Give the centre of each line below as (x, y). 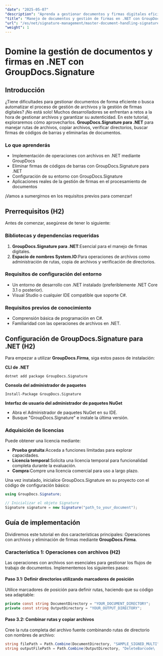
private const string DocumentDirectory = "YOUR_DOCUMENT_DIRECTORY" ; (78, 604)
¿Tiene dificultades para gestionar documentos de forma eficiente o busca (80, 102)
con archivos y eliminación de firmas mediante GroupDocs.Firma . (71, 540)
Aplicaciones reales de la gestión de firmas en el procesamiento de (79, 181)
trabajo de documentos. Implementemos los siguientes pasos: (67, 568)
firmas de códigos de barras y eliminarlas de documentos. (63, 133)
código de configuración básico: (37, 485)
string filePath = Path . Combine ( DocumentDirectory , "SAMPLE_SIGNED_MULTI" (82, 644)
